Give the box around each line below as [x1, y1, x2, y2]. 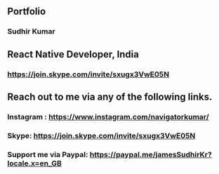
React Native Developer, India [7, 48, 139, 60]
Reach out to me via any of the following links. [7, 91, 213, 103]
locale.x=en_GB [7, 158, 62, 168]
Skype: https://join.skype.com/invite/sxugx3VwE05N [7, 130, 196, 140]
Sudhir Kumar [7, 27, 55, 36]
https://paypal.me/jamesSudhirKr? [89, 149, 212, 159]
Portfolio [7, 6, 46, 18]
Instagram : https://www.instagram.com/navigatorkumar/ [7, 112, 209, 121]
